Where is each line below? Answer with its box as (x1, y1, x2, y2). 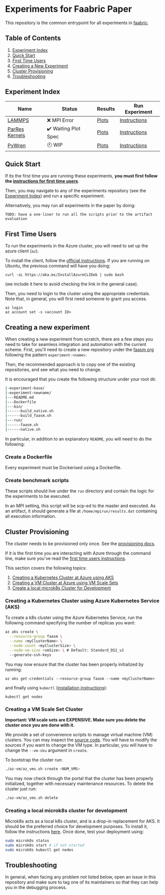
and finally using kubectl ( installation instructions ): (5, 685, 108, 690)
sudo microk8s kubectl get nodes (5, 847, 74, 852)
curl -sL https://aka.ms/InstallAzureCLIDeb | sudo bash (5, 273, 124, 277)
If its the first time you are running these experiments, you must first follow (5, 173, 158, 179)
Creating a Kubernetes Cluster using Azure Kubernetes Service (5, 597, 160, 604)
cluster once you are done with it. (5, 722, 75, 728)
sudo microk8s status (5, 838, 50, 843)
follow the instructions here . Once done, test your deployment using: (5, 829, 144, 835)
